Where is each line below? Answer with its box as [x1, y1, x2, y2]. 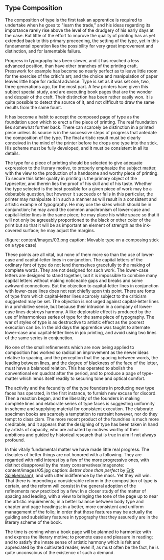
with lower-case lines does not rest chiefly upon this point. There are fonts [5, 288, 155, 294]
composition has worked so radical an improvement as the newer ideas [5, 350, 149, 355]
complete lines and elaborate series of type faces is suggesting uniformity [5, 400, 155, 406]
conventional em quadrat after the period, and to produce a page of [5, 370, 141, 376]
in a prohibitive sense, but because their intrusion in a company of [5, 303, 139, 309]
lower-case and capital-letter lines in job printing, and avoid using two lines [5, 329, 157, 335]
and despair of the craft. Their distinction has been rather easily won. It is [5, 94, 153, 100]
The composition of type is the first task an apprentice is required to [5, 17, 142, 23]
